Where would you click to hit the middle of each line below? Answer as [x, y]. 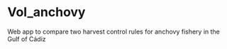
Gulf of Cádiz [27, 38]
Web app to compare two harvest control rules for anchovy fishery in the [113, 31]
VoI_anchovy [46, 12]
